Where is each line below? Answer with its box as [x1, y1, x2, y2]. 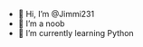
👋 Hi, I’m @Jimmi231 [17, 9, 95, 19]
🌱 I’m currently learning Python [17, 28, 134, 38]
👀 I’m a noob [17, 18, 65, 29]
